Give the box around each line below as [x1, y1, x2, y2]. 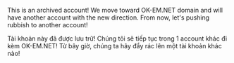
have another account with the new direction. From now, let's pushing [7, 13, 210, 22]
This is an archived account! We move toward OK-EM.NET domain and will [7, 6, 223, 14]
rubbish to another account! [7, 21, 88, 29]
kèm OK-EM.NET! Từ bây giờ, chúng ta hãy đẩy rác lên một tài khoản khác [7, 42, 222, 50]
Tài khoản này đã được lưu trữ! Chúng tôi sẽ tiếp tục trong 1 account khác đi [7, 34, 228, 43]
